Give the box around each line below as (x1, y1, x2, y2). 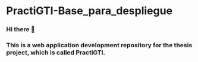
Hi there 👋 (6, 25, 36, 34)
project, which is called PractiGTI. (6, 48, 106, 57)
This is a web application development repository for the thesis (6, 41, 193, 50)
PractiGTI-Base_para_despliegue (6, 4, 173, 18)
